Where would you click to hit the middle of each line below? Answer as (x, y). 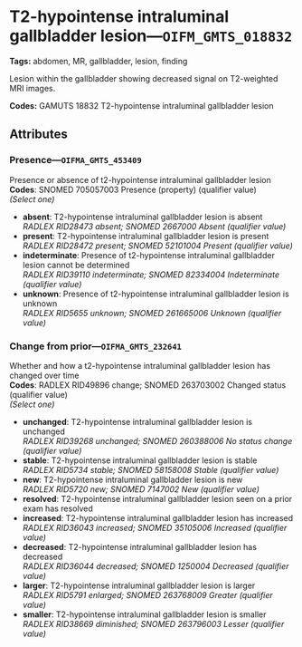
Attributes (38, 135)
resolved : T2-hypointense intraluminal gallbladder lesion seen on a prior (157, 498)
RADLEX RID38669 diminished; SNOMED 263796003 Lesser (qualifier (153, 623)
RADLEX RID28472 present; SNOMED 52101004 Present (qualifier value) (158, 246)
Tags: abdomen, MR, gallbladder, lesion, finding (99, 61)
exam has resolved (57, 508)
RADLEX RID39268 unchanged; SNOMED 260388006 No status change (157, 440)
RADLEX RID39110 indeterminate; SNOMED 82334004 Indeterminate (151, 275)
